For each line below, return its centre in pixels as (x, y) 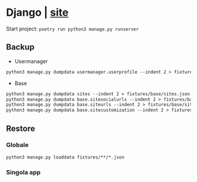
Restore (21, 128)
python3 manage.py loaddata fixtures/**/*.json (65, 157)
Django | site (37, 13)
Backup (20, 47)
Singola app (23, 172)
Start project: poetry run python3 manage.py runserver (72, 29)
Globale (17, 145)
